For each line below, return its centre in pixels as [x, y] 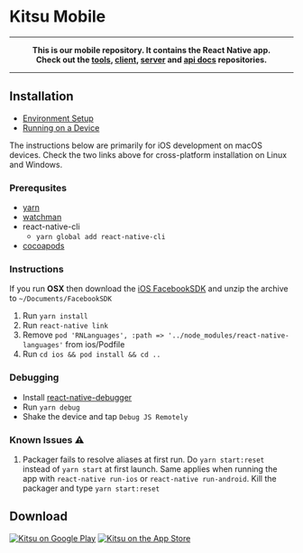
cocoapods [43, 246]
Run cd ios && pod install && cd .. [92, 355]
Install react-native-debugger [77, 397]
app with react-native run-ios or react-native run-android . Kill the [149, 478]
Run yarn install [55, 316]
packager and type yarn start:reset [91, 488]
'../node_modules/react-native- [229, 336]
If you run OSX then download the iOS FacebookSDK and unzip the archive [149, 289]
